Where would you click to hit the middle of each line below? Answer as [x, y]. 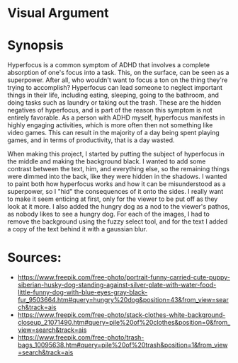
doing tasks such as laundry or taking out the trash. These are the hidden [114, 103]
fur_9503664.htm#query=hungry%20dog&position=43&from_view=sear [123, 300]
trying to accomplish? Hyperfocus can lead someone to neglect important [115, 88]
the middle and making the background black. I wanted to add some [107, 161]
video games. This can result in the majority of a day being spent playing [113, 133]
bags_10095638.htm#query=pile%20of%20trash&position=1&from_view [123, 345]
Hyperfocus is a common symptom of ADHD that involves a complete [109, 65]
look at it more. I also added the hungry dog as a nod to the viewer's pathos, [119, 207]
